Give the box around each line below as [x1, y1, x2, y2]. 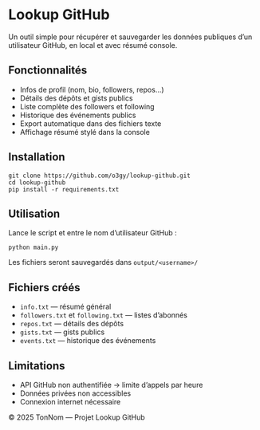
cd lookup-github [8, 178, 66, 187]
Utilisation [8, 207, 61, 220]
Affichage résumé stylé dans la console [19, 127, 150, 136]
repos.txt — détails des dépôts [19, 319, 124, 329]
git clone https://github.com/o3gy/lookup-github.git [8, 172, 191, 179]
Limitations [8, 359, 65, 373]
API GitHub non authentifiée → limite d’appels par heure [19, 381, 203, 389]
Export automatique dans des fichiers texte [19, 118, 162, 128]
